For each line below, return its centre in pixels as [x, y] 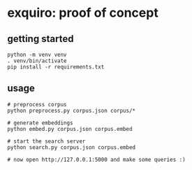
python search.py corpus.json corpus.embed [72, 147]
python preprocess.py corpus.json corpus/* [72, 111]
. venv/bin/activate [37, 61]
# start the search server [46, 141]
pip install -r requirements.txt [56, 67]
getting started [40, 39]
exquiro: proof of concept [83, 13]
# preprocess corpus [37, 104]
